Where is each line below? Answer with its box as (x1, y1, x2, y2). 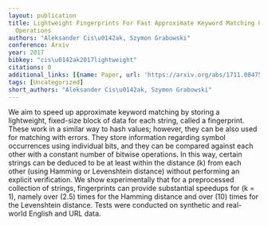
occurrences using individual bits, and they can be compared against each (8, 141, 254, 151)
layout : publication (8, 11, 77, 20)
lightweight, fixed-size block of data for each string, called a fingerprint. (8, 116, 245, 126)
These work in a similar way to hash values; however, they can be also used (8, 124, 258, 134)
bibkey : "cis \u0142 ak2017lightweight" (8, 56, 137, 64)
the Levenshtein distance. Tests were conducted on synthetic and (8, 201, 225, 210)
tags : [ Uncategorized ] (8, 78, 84, 86)
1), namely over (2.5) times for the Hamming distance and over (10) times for (8, 192, 259, 201)
